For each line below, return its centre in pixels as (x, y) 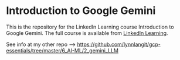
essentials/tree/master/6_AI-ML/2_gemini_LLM (62, 50)
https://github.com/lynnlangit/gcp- (119, 44)
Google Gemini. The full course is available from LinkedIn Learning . (87, 33)
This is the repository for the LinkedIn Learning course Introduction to (90, 27)
